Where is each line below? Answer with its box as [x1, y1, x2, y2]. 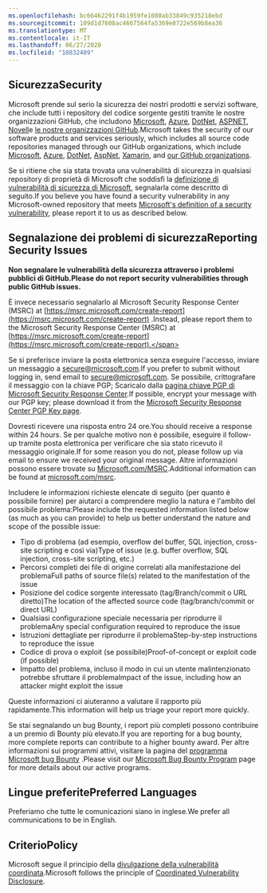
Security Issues [8, 244, 88, 258]
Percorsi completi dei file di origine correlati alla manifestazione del [19, 562, 241, 572]
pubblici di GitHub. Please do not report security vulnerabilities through [8, 273, 249, 283]
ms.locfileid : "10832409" [8, 49, 94, 57]
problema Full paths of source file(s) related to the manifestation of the [19, 571, 251, 580]
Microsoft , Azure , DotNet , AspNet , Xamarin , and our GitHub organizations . [8, 150, 252, 159]
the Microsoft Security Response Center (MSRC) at [8, 322, 176, 332]
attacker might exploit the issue [19, 681, 124, 690]
